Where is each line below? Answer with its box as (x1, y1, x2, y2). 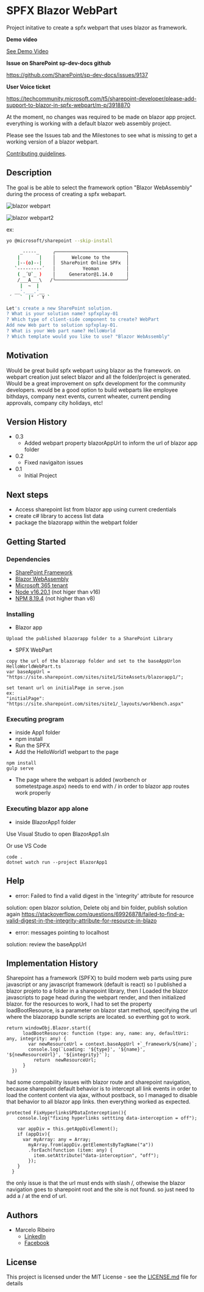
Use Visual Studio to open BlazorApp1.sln (6, 830, 110, 838)
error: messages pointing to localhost (15, 929, 110, 936)
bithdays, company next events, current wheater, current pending (6, 392, 171, 400)
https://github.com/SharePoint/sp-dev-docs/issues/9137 (6, 71, 148, 78)
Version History (6, 417, 67, 427)
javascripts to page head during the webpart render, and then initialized (6, 994, 186, 1001)
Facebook (24, 1239, 50, 1247)
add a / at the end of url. (6, 1192, 67, 1200)
